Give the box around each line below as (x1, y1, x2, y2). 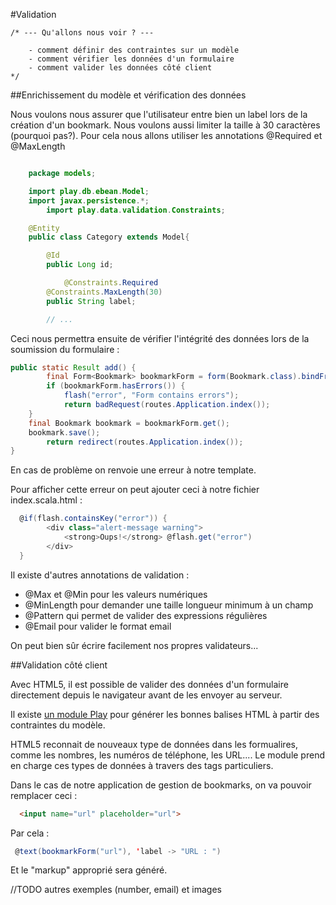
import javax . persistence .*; (28, 195, 150, 206)
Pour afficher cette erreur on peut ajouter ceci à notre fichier (10, 484, 260, 496)
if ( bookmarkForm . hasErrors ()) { (46, 381, 186, 391)
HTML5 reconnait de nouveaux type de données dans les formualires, (10, 738, 298, 750)
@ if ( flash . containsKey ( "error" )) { (19, 514, 168, 524)
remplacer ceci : (10, 789, 78, 801)
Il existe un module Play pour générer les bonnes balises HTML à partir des (10, 708, 320, 720)
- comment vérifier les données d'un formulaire (28, 54, 235, 64)
